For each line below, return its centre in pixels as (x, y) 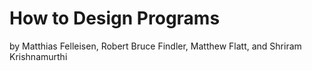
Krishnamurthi (38, 56)
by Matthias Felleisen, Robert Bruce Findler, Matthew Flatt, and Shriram (155, 46)
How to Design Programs (115, 18)
